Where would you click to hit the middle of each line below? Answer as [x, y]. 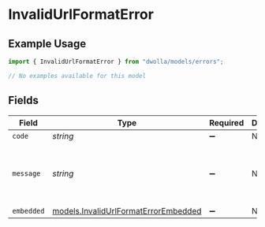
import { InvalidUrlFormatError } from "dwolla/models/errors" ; [116, 61]
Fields [24, 100]
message [26, 173]
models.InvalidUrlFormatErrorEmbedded [127, 210]
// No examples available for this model [77, 76]
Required [226, 122]
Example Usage [47, 44]
